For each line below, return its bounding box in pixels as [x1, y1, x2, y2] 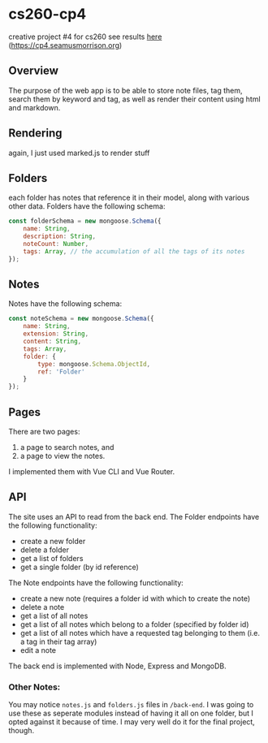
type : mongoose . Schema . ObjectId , [37, 360, 151, 368]
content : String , [23, 338, 82, 346]
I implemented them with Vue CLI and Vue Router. [8, 467, 175, 476]
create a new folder [19, 536, 86, 546]
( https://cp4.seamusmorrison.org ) [8, 40, 123, 50]
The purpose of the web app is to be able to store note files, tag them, [8, 85, 243, 95]
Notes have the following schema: [8, 299, 123, 309]
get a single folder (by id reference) [19, 562, 140, 572]
